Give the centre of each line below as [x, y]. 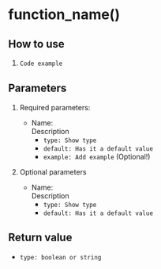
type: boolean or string [60, 257]
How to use [36, 44]
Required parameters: [55, 107]
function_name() [64, 15]
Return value [40, 238]
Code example [41, 63]
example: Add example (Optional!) [97, 156]
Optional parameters [53, 171]
